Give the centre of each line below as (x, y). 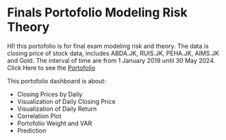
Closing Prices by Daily (50, 94)
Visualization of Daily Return (57, 109)
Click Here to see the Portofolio (51, 68)
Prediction (32, 130)
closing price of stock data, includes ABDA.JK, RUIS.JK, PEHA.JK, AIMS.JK (113, 53)
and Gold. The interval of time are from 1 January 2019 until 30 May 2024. (111, 60)
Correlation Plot (39, 116)
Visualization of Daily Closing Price (66, 101)
